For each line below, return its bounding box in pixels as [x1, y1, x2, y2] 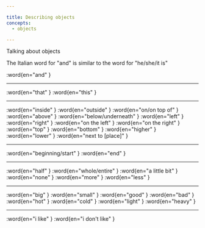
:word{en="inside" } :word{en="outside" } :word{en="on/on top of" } [6, 106, 179, 113]
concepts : [6, 20, 32, 26]
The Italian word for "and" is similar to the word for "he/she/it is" [6, 59, 168, 67]
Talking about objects [6, 48, 61, 55]
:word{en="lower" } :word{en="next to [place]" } [6, 132, 128, 140]
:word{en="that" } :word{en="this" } [6, 89, 97, 96]
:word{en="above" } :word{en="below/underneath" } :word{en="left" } [6, 113, 184, 120]
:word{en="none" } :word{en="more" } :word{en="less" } [6, 174, 150, 181]
